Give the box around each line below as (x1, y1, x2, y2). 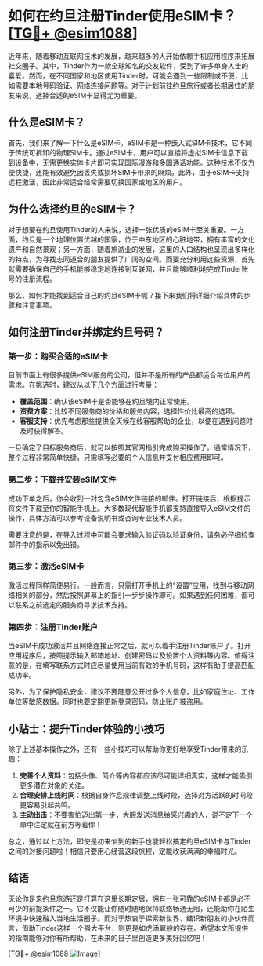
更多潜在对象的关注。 (19, 780, 88, 789)
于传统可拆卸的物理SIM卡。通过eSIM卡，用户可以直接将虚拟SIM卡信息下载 (8, 148, 249, 157)
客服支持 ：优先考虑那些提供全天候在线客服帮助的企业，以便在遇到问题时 (19, 417, 253, 426)
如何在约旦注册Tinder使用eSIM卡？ (8, 7, 237, 25)
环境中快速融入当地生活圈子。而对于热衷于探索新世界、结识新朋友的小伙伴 (8, 913, 248, 923)
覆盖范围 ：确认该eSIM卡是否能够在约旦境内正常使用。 (19, 397, 194, 406)
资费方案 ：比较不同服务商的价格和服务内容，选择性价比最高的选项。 (19, 406, 240, 416)
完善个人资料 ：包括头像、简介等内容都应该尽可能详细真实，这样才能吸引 (19, 771, 253, 780)
